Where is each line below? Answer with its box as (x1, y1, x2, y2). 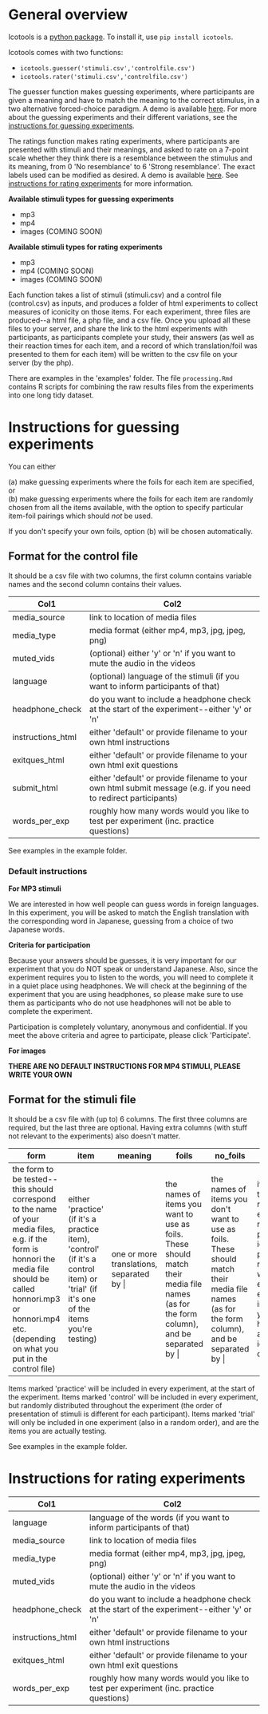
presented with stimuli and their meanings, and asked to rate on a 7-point (8, 144, 249, 154)
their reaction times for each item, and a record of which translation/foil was (8, 341, 258, 350)
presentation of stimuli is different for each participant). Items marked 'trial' (8, 1409, 255, 1419)
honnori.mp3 (12, 1293, 61, 1304)
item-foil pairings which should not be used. (8, 511, 153, 521)
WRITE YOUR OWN (8, 1070, 73, 1079)
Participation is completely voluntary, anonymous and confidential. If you (8, 1022, 248, 1031)
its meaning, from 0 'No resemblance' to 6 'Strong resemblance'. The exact (8, 161, 255, 171)
